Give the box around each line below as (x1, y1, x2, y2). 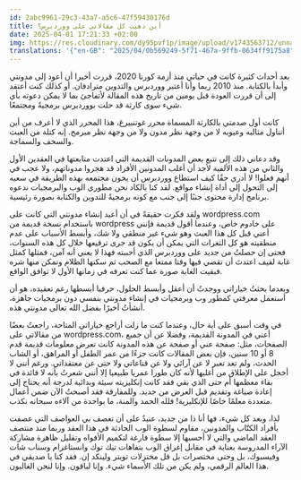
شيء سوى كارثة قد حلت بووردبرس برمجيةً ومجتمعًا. (9, 99, 182, 110)
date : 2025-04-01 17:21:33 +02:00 (9, 30, 139, 39)
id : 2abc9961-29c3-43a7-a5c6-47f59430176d (9, 13, 170, 22)
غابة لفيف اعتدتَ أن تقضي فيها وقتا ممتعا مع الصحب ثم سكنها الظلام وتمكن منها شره (9, 256, 291, 267)
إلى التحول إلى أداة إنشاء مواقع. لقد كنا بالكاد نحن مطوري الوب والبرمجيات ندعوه (9, 182, 278, 193)
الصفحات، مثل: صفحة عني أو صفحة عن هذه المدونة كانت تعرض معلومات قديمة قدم (9, 339, 288, 349)
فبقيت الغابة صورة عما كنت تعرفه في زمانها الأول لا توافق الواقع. (9, 266, 223, 277)
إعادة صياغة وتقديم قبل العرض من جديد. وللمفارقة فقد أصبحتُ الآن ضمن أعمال (9, 386, 272, 397)
